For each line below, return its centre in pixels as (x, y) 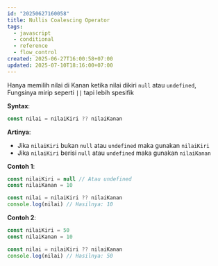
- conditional (34, 40)
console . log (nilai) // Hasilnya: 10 (60, 205)
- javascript (32, 33)
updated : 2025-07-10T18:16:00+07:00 (60, 65)
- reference (31, 46)
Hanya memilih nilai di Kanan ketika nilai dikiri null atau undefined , (102, 85)
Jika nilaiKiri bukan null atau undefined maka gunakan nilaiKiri (113, 145)
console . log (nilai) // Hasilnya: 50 (60, 256)
